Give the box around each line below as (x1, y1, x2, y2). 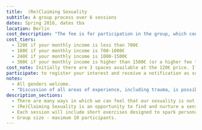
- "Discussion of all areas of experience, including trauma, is (11, 87, 179, 93)
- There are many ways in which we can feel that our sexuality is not (11, 98, 195, 104)
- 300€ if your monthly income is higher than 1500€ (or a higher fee (11, 59, 192, 65)
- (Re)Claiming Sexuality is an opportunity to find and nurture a (11, 103, 185, 110)
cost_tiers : (6, 37, 36, 43)
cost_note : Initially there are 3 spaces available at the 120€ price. (6, 64, 189, 71)
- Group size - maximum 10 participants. (11, 114, 117, 120)
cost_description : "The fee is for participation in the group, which (6, 31, 187, 37)
